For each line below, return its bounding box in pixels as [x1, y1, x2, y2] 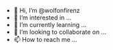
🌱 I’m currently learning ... [13, 21, 87, 28]
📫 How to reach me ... [13, 36, 77, 43]
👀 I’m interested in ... [13, 14, 72, 22]
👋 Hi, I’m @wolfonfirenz [13, 7, 80, 14]
